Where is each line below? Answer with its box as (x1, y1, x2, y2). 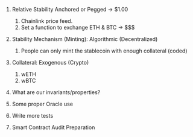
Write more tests (11, 112, 54, 119)
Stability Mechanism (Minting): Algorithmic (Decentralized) (11, 36, 158, 42)
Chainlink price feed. (21, 18, 73, 24)
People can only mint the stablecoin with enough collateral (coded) (21, 47, 188, 54)
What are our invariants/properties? (11, 89, 101, 96)
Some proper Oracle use (11, 100, 74, 107)
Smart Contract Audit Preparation (11, 124, 95, 131)
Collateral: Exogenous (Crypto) (11, 59, 89, 66)
